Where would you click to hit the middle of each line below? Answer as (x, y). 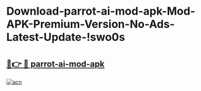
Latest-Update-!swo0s (66, 37)
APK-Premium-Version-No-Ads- (91, 24)
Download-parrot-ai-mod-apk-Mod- (101, 11)
